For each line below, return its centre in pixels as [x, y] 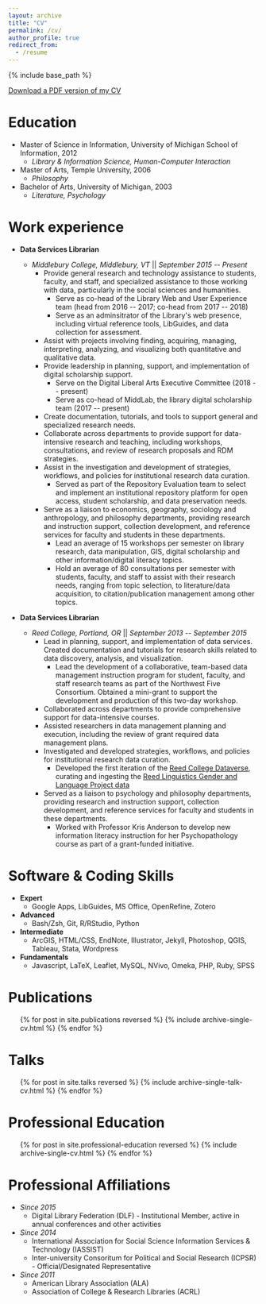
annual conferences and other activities [96, 1224]
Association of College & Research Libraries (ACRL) [116, 1291]
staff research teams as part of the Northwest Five [138, 683]
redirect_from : [33, 45]
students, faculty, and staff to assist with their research [145, 577]
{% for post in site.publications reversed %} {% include [110, 1019]
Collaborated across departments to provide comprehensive [142, 708]
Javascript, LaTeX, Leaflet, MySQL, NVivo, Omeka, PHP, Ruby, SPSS [143, 965]
